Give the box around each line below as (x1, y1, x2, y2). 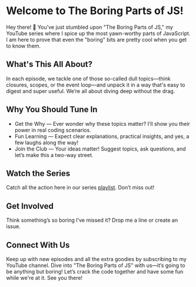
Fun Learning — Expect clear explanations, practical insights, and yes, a (14, 132, 190, 139)
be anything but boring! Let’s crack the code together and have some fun (6, 268, 184, 275)
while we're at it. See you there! (6, 275, 83, 281)
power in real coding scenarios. (14, 126, 91, 134)
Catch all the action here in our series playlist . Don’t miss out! (6, 184, 155, 191)
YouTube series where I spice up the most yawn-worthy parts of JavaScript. (6, 29, 191, 36)
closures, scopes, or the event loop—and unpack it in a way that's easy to (6, 81, 185, 88)
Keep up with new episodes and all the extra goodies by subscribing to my (6, 256, 187, 262)
